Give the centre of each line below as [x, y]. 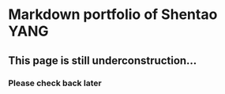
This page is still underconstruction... [103, 60]
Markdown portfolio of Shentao [113, 15]
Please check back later [55, 83]
